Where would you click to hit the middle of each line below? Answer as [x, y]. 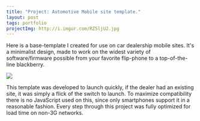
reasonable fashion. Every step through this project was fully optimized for [98, 107]
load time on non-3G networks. [45, 113]
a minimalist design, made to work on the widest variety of [79, 52]
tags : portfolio [26, 23]
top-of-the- [174, 58]
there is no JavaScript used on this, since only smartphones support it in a [98, 100]
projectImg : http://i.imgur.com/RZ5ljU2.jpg [63, 28]
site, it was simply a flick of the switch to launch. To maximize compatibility [99, 94]
